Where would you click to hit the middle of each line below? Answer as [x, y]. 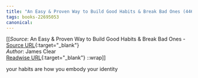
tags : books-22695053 [33, 17]
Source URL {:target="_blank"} [43, 45]
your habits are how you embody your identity [62, 69]
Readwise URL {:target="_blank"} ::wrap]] [56, 58]
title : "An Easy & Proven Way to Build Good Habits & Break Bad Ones [93, 11]
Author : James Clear [31, 52]
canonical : [19, 22]
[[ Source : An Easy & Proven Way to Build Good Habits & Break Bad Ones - [96, 39]
